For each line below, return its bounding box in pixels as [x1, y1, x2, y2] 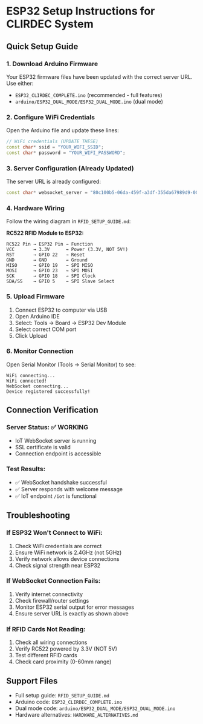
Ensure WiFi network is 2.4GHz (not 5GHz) [14, 549, 122, 556]
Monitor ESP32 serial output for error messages [14, 603, 135, 611]
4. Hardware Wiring [6, 204, 65, 212]
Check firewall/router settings [14, 597, 89, 604]
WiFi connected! [6, 378, 47, 384]
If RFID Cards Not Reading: [6, 625, 86, 633]
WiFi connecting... [6, 372, 56, 378]
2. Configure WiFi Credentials [6, 113, 95, 121]
